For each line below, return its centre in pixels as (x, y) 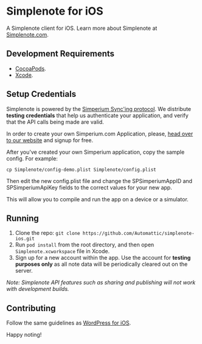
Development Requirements (60, 54)
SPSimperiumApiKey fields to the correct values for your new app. (89, 187)
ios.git (25, 239)
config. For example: (32, 158)
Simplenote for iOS (55, 11)
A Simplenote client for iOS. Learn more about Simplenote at (82, 28)
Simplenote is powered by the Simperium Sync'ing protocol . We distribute (99, 109)
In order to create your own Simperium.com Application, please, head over (100, 134)
